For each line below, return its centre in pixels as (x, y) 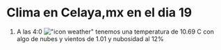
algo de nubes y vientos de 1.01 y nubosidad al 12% (90, 38)
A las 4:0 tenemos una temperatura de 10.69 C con (115, 32)
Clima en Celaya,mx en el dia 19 (99, 13)
